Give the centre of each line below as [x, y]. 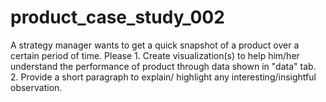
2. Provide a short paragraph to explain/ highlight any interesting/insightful [163, 77]
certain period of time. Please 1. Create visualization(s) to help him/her [155, 55]
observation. [36, 87]
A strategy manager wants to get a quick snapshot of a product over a [155, 45]
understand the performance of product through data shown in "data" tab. [163, 66]
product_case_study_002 [117, 17]
